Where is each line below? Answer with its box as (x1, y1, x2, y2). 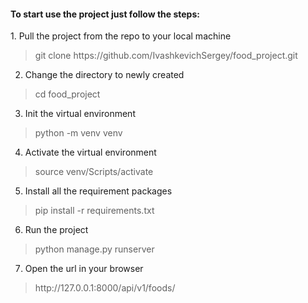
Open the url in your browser (24, 263, 144, 275)
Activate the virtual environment (24, 146, 157, 159)
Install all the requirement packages (24, 185, 173, 197)
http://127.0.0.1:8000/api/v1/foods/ (34, 282, 176, 294)
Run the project (24, 224, 89, 236)
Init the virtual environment (24, 108, 136, 120)
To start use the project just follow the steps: (10, 8, 200, 20)
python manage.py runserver (34, 243, 155, 255)
